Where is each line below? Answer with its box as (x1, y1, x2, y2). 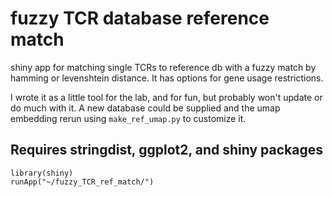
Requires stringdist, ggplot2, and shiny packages (10, 142, 324, 159)
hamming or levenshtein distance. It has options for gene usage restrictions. (10, 72, 324, 84)
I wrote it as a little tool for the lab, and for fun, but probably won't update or (10, 91, 323, 103)
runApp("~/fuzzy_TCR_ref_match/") (10, 177, 155, 187)
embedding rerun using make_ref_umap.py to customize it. (10, 112, 247, 124)
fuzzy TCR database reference (10, 7, 270, 30)
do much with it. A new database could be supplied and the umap (10, 102, 281, 114)
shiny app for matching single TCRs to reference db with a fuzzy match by (10, 61, 317, 73)
